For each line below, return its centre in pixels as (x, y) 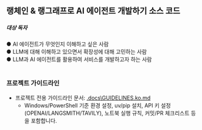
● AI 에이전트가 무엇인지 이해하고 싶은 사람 (57, 44)
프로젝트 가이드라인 (33, 83)
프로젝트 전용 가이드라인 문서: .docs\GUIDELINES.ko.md (83, 98)
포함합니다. (44, 120)
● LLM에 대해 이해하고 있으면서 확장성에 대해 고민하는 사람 (77, 52)
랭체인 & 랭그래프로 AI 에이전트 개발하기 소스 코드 (93, 11)
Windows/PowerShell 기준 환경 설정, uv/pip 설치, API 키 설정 (98, 105)
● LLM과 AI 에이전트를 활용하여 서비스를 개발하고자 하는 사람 (79, 59)
